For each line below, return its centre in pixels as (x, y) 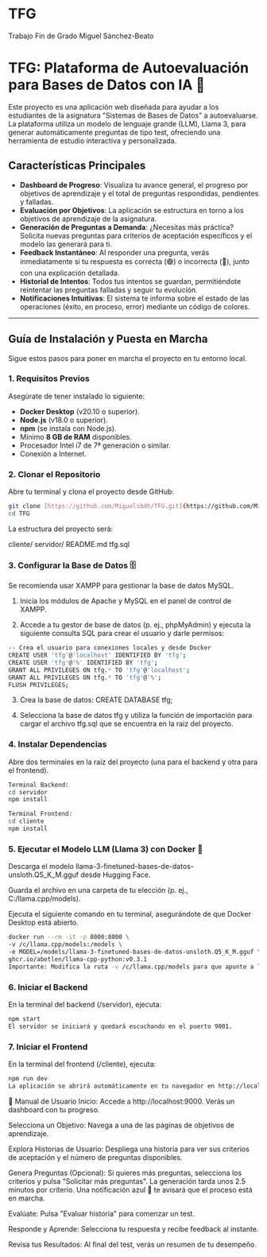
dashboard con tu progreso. (54, 1109)
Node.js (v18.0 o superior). (64, 420)
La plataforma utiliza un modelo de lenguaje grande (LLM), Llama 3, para (127, 123)
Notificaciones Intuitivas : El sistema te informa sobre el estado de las (134, 298)
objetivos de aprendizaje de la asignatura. (88, 219)
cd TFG (19, 514)
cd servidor (28, 792)
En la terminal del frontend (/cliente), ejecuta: (82, 1064)
